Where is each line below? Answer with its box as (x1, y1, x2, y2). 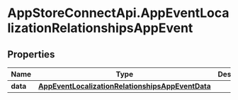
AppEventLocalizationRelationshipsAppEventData (38, 82, 211, 91)
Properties (7, 48, 55, 60)
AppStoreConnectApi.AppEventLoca (7, 5, 229, 21)
